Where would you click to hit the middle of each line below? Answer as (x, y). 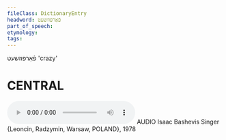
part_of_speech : (30, 26)
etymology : (23, 32)
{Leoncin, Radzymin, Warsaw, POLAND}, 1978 (72, 129)
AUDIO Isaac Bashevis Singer (178, 122)
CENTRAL (36, 86)
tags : (15, 39)
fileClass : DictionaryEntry (47, 13)
